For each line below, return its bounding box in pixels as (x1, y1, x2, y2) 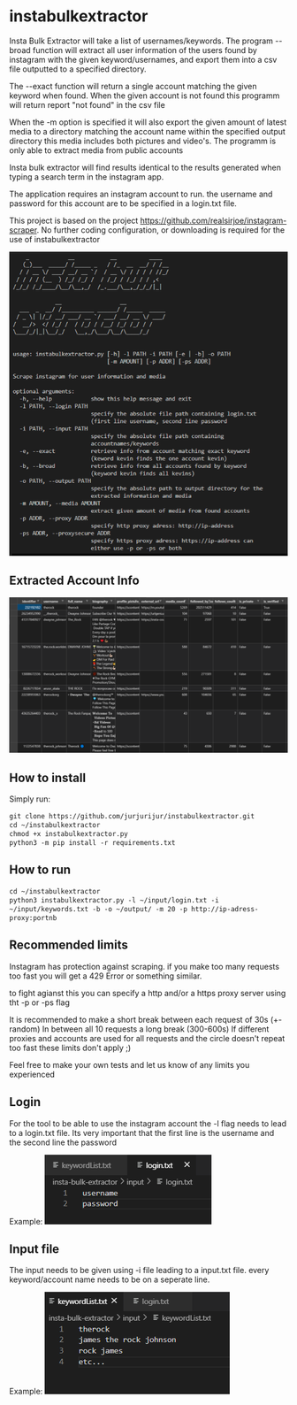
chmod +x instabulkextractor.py (9, 830, 128, 839)
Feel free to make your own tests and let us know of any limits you (9, 1059, 250, 1070)
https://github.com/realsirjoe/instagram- (140, 215, 287, 226)
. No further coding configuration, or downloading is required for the (36, 224, 286, 235)
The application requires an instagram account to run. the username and (9, 188, 273, 199)
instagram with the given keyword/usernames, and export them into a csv (9, 54, 278, 65)
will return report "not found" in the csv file (9, 99, 165, 110)
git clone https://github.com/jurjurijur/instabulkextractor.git (9, 812, 255, 821)
